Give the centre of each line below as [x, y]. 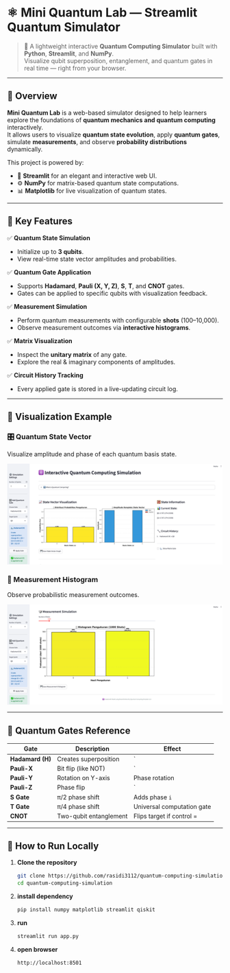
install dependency [45, 896]
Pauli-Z [21, 788]
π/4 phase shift [78, 806]
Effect [172, 749]
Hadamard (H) [30, 759]
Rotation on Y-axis [84, 778]
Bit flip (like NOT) [81, 768]
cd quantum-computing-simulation [65, 883]
